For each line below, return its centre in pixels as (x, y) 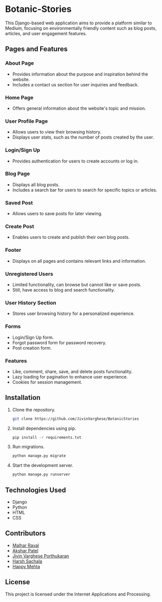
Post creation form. (32, 348)
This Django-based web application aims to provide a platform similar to (79, 23)
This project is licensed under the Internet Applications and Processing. (78, 594)
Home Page (19, 97)
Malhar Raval (26, 545)
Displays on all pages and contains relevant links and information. (79, 261)
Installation (23, 398)
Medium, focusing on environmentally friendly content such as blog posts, (81, 28)
